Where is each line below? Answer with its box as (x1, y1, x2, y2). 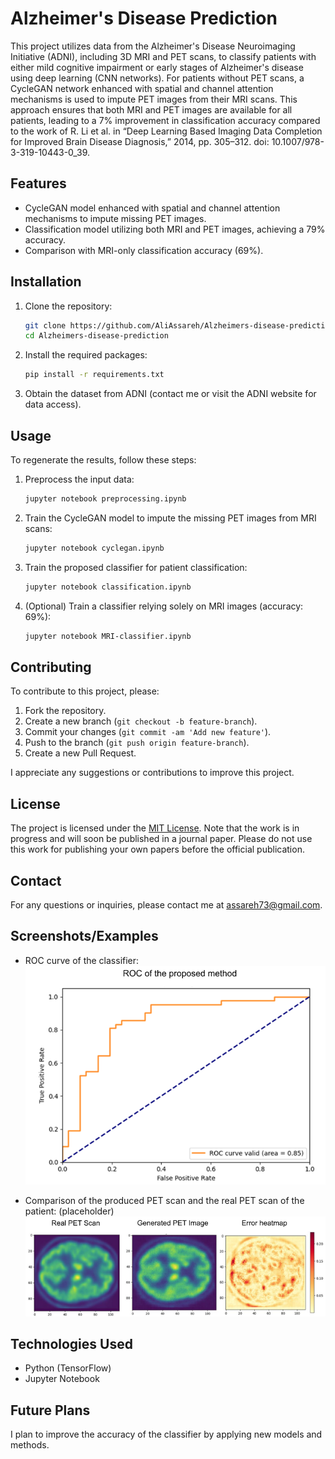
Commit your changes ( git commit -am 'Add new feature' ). (24, 726, 272, 738)
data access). (24, 398, 82, 411)
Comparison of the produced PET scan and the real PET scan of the (24, 1194, 305, 1206)
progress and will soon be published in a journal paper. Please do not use (10, 833, 313, 845)
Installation (10, 273, 82, 291)
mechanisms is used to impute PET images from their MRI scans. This (10, 93, 298, 105)
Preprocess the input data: (24, 473, 135, 485)
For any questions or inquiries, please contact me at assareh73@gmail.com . (10, 898, 323, 911)
